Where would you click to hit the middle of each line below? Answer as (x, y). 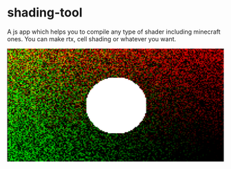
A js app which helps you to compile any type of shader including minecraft (114, 32)
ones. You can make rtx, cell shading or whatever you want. (92, 38)
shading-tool (45, 13)
